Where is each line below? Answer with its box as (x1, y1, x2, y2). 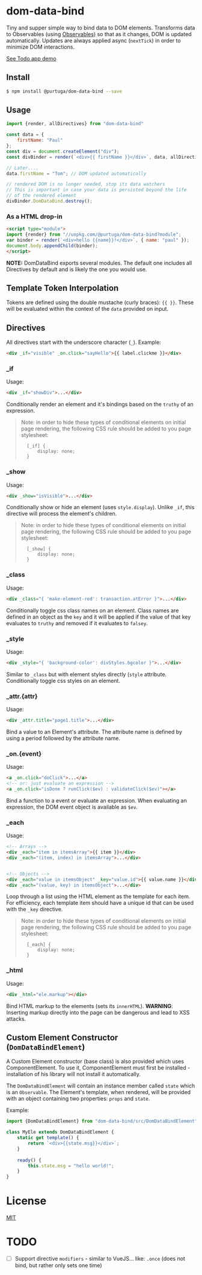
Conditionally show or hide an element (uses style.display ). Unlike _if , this (6, 504, 195, 511)
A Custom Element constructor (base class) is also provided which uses (6, 1058, 185, 1065)
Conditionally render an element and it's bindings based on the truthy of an (6, 401, 194, 408)
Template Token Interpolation (6, 283, 119, 293)
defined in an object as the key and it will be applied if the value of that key (6, 613, 191, 620)
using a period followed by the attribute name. (6, 735, 120, 742)
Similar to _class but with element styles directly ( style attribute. (6, 670, 167, 677)
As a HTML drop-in (6, 212, 63, 221)
